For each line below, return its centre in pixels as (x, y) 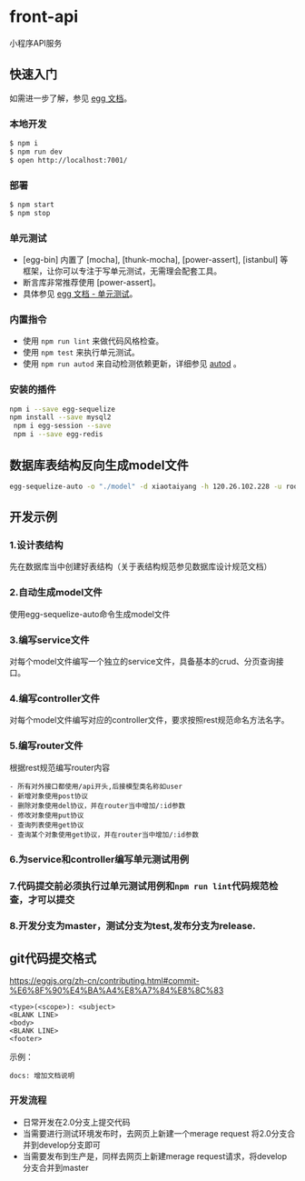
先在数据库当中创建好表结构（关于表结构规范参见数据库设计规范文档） (141, 566)
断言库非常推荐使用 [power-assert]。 (92, 283)
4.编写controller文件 (54, 699)
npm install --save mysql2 (60, 417)
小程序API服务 (36, 43)
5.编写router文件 (46, 746)
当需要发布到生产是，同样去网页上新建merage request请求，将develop (155, 1156)
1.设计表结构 (36, 545)
